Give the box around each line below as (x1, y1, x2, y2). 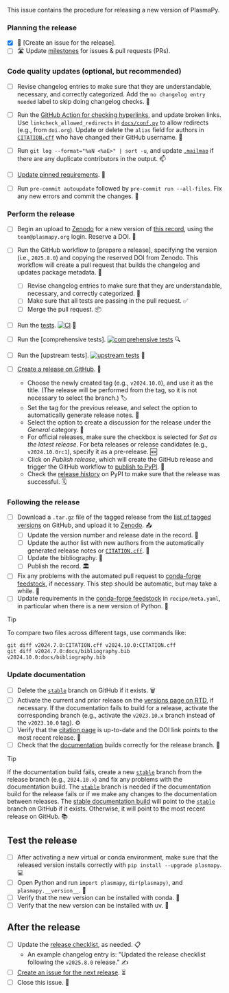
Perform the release (7, 209, 75, 219)
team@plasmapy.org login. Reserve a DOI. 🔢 (16, 233, 136, 241)
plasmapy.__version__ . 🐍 (16, 886, 87, 894)
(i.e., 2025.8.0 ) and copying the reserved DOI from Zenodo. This (16, 254, 199, 262)
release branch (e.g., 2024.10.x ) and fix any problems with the (7, 775, 183, 783)
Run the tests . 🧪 (16, 321, 77, 329)
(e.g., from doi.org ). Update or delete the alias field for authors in (16, 125, 204, 134)
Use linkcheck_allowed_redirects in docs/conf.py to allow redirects (16, 118, 209, 127)
